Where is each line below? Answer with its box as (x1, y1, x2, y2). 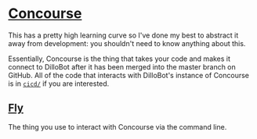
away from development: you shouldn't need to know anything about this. (8, 38, 246, 48)
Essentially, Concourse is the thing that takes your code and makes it (8, 54, 231, 63)
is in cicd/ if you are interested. (8, 79, 110, 88)
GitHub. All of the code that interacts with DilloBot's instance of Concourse (8, 70, 249, 80)
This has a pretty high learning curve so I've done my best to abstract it (8, 30, 239, 40)
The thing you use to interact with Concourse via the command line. (8, 122, 227, 131)
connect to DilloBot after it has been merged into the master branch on (8, 62, 237, 71)
